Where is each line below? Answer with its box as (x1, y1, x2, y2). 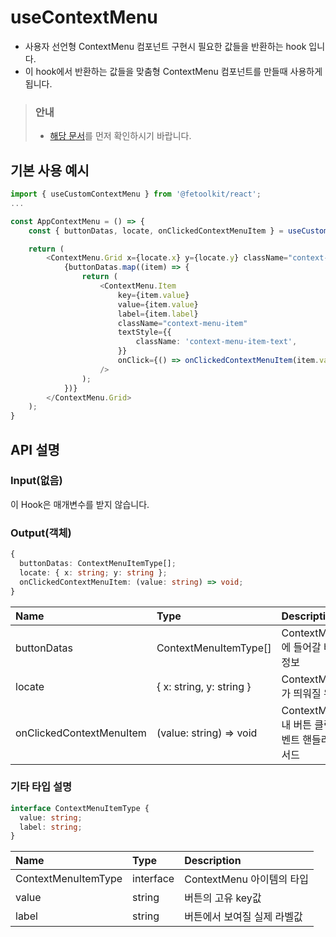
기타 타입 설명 (10, 780, 73, 794)
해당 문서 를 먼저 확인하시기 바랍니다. (49, 130, 192, 142)
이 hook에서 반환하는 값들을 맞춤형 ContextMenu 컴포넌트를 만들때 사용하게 (24, 65, 323, 77)
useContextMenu (10, 6, 158, 29)
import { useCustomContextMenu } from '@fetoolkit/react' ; (10, 189, 262, 200)
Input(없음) (10, 474, 63, 488)
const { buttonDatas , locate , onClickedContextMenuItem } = (28, 226, 284, 236)
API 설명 (10, 441, 60, 458)
